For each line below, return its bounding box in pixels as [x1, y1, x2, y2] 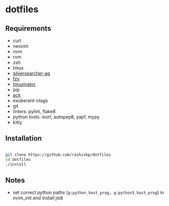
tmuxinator [12, 81, 36, 87]
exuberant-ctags [12, 97, 48, 104]
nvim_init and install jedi [12, 195, 64, 201]
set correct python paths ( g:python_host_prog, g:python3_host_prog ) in [12, 190, 164, 196]
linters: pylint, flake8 [12, 109, 56, 114]
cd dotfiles [5, 157, 31, 162]
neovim [12, 43, 29, 49]
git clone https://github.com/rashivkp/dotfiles [5, 152, 111, 157]
